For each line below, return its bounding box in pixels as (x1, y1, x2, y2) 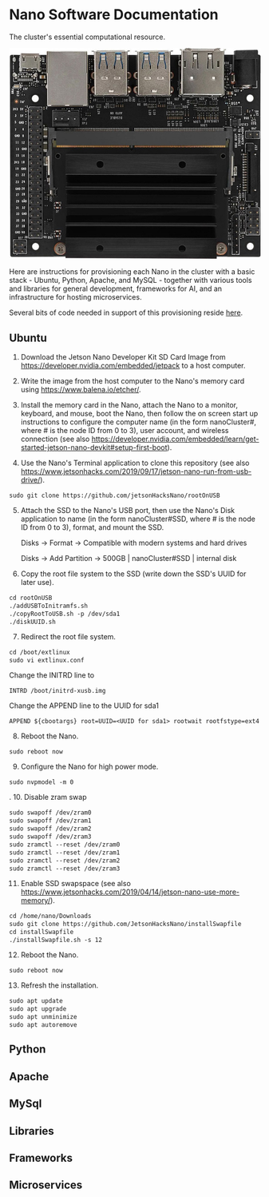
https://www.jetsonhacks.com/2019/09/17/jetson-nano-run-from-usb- (20, 467, 252, 476)
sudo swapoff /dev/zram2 (9, 825, 92, 833)
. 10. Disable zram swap (9, 793, 87, 802)
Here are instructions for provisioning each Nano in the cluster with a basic (9, 267, 255, 276)
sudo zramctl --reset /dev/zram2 (9, 857, 121, 865)
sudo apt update (9, 997, 63, 1005)
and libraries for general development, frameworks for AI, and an (9, 284, 223, 293)
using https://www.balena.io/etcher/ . (20, 385, 142, 395)
